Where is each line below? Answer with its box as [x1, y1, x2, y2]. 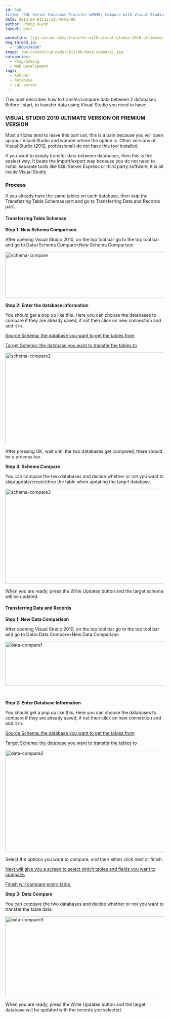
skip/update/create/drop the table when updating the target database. [5, 479, 151, 485]
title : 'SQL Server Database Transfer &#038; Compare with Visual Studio [5, 12, 164, 17]
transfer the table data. [5, 906, 53, 912]
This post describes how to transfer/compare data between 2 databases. [5, 96, 158, 102]
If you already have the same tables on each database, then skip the [5, 193, 148, 199]
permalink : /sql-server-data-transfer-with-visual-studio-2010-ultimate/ [5, 35, 164, 40]
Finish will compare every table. [5, 881, 72, 887]
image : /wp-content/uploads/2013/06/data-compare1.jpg [5, 49, 123, 55]
